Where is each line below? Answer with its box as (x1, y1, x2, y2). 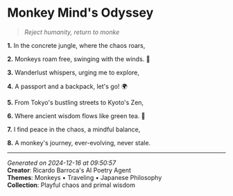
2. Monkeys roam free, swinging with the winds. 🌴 (7, 54, 150, 63)
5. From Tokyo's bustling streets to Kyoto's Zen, (7, 98, 144, 106)
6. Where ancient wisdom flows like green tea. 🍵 (7, 111, 146, 120)
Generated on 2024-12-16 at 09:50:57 (7, 158, 116, 167)
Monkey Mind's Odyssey (7, 5, 154, 21)
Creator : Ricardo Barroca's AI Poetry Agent (7, 165, 132, 174)
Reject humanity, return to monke (24, 28, 120, 36)
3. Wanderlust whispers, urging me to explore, (7, 68, 140, 76)
